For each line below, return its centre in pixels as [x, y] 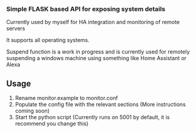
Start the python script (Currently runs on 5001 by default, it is [92, 117]
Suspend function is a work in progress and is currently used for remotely [98, 52]
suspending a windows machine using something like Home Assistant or [96, 58]
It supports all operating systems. [48, 40]
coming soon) [32, 111]
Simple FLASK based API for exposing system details [86, 9]
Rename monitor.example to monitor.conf [66, 98]
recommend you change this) [52, 124]
